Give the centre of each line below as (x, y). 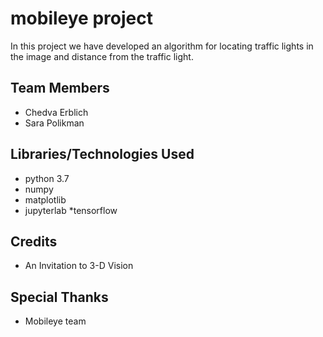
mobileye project (81, 18)
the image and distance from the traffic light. (102, 56)
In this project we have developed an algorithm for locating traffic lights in (162, 46)
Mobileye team (55, 321)
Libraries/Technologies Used (102, 154)
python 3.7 (47, 178)
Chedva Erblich (56, 112)
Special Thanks (59, 297)
